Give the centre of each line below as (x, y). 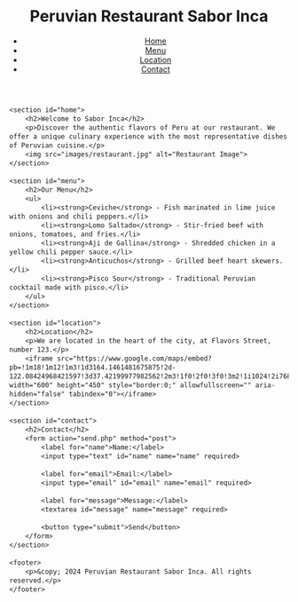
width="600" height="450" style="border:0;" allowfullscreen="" (130, 385)
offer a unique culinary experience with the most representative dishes (149, 136)
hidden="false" (37, 394)
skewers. (267, 261)
